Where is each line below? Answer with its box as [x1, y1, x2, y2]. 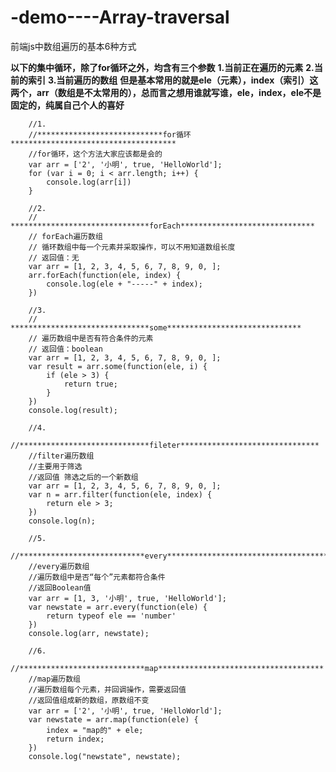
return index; [46, 734, 105, 744]
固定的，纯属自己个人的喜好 [10, 99, 125, 111]
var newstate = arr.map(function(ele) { [28, 714, 199, 725]
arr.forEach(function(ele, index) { [28, 270, 182, 280]
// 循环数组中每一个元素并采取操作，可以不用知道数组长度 [28, 242, 236, 252]
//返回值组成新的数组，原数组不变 [28, 695, 150, 705]
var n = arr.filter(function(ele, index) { [28, 489, 213, 500]
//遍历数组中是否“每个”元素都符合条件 [28, 572, 166, 582]
